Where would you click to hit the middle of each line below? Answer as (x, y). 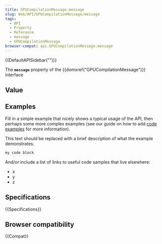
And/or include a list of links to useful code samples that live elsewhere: (78, 162)
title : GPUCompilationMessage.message (45, 10)
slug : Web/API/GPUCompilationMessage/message (52, 14)
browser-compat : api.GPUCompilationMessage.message (59, 46)
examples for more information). (38, 129)
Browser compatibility (40, 224)
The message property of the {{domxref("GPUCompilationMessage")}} (75, 70)
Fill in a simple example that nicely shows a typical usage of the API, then (79, 119)
